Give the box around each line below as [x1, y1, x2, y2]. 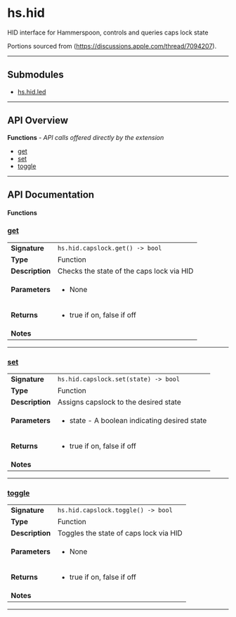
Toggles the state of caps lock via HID [57, 528, 183, 538]
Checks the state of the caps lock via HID [57, 266, 194, 276]
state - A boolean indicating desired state [69, 416, 207, 426]
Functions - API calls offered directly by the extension [7, 133, 164, 141]
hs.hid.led [17, 87, 46, 96]
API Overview [7, 115, 69, 127]
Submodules [7, 69, 65, 81]
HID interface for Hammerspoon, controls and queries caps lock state [7, 28, 209, 37]
